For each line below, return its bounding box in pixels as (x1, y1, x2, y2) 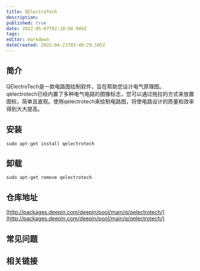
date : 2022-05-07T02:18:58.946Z (6, 25, 87, 32)
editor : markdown (6, 36, 50, 42)
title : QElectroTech (6, 8, 58, 15)
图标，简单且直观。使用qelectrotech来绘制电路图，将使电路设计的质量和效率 (6, 98, 195, 105)
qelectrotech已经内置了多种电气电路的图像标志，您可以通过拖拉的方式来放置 (6, 90, 195, 98)
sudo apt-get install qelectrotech (6, 141, 95, 147)
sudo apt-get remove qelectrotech (6, 175, 93, 181)
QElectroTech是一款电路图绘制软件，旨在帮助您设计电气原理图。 (6, 83, 165, 90)
